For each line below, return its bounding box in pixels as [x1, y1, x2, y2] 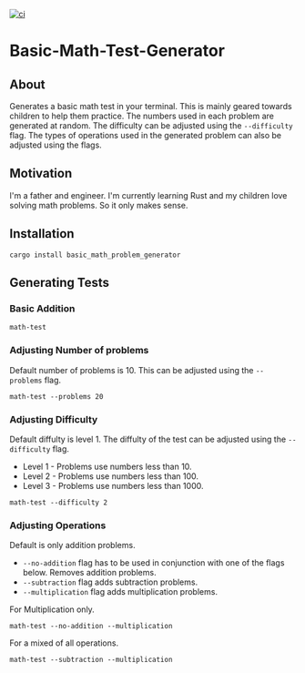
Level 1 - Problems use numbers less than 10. [22, 461, 193, 472]
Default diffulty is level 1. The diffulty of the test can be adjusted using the [9, 433, 287, 444]
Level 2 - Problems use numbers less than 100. [22, 470, 198, 482]
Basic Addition [9, 301, 76, 314]
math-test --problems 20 [9, 392, 104, 401]
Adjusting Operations [9, 519, 107, 532]
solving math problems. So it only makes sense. [9, 199, 188, 210]
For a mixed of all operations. [9, 637, 119, 648]
